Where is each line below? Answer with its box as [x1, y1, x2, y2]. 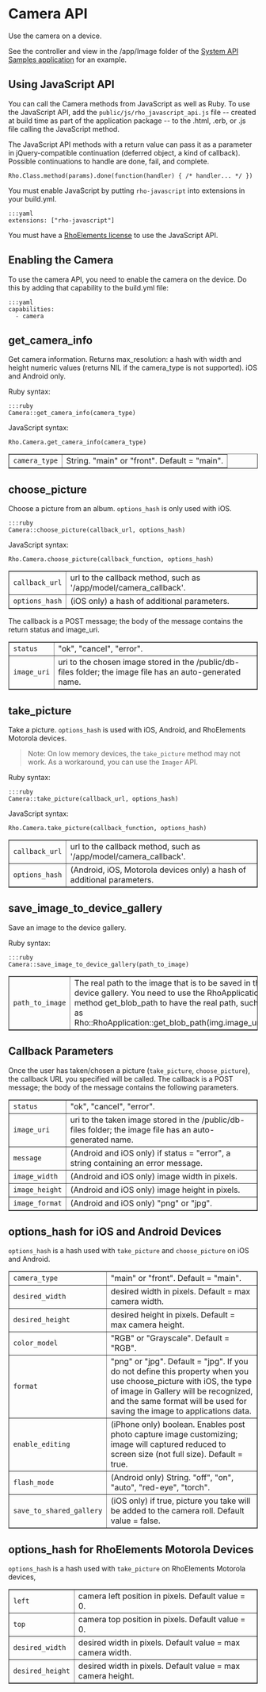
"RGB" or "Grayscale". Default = [110, 1332, 230, 1344]
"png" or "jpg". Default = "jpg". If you [110, 1356, 249, 1367]
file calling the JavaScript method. [8, 124, 120, 133]
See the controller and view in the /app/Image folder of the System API [8, 46, 239, 56]
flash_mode [13, 1478, 54, 1487]
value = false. [110, 1515, 161, 1526]
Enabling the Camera [8, 253, 114, 267]
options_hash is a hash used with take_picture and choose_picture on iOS [8, 1246, 249, 1256]
